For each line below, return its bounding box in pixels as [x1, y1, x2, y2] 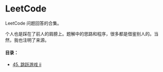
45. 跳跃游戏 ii [12, 61, 41, 67]
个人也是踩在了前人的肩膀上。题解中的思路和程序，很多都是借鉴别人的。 [5, 30, 154, 36]
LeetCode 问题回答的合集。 [5, 20, 62, 26]
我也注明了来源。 [13, 37, 49, 43]
